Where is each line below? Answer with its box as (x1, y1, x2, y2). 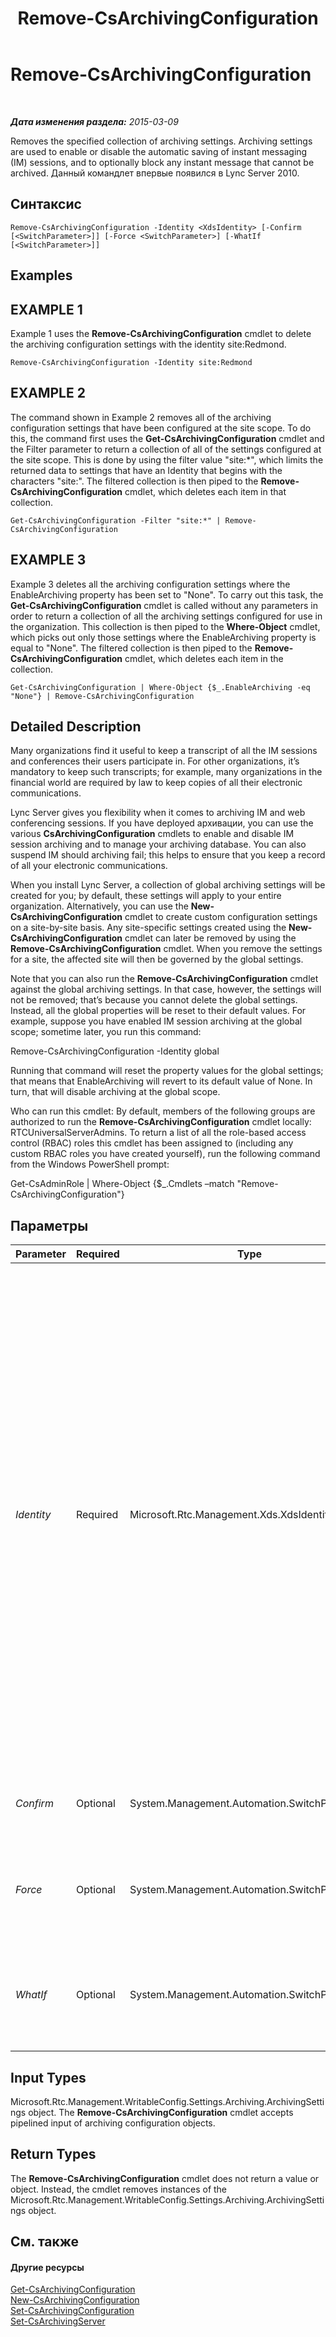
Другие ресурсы (10, 2261, 85, 2273)
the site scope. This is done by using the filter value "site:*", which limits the (10, 453, 324, 466)
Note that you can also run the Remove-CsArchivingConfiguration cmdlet (10, 973, 319, 985)
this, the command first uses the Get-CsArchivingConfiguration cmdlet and (10, 432, 325, 444)
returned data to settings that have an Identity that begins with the (10, 464, 283, 476)
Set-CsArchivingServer (10, 2315, 106, 2327)
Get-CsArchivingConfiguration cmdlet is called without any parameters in (10, 599, 318, 611)
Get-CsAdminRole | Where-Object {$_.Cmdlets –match (10, 1178, 235, 1190)
